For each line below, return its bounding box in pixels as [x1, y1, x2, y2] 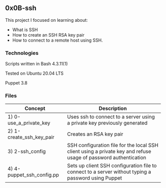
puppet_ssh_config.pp [7, 172, 59, 179]
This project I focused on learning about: [5, 17, 88, 23]
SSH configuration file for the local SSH [67, 142, 159, 149]
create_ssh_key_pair [7, 134, 55, 141]
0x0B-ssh [5, 4, 37, 12]
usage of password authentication [67, 154, 147, 161]
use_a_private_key [7, 120, 50, 127]
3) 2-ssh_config [7, 148, 46, 155]
